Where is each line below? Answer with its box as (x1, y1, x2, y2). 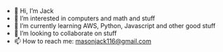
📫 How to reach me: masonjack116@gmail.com (13, 37, 152, 45)
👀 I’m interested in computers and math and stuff (13, 14, 156, 22)
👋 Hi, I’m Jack (13, 7, 54, 15)
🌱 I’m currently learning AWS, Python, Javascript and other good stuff (13, 22, 216, 30)
